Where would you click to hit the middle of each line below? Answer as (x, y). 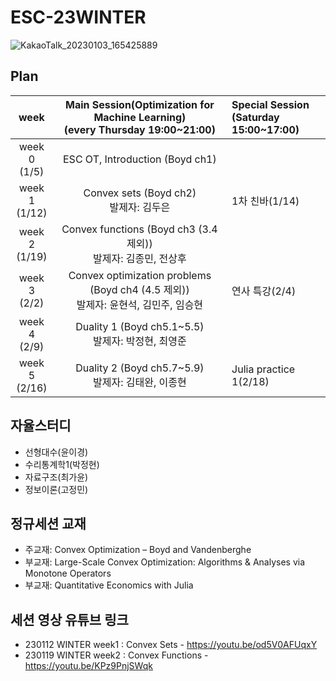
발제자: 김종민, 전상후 (140, 258)
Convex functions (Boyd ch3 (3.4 (139, 229)
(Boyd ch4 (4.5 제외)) (139, 289)
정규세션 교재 (48, 523)
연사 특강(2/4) (264, 291)
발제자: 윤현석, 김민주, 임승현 (140, 304)
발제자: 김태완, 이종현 (140, 382)
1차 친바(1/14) (265, 201)
